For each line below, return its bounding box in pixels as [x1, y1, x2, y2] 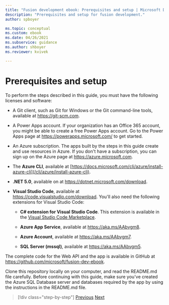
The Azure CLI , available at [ [12, 163, 72, 169]
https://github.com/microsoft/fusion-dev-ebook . [5, 258, 105, 265]
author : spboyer [5, 17, 39, 22]
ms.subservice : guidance [5, 40, 57, 45]
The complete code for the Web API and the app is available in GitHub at [5, 253, 155, 259]
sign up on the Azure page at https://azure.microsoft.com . [12, 153, 133, 159]
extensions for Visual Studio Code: [12, 199, 84, 205]
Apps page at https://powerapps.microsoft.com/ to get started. [12, 133, 143, 139]
